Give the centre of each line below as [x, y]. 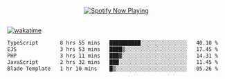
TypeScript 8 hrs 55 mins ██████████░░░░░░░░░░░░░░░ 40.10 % [112, 43]
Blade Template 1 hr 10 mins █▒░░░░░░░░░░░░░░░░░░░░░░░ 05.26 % [112, 69]
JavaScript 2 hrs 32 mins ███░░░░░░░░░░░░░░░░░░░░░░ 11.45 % [112, 63]
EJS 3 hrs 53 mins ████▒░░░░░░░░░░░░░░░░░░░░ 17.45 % [112, 49]
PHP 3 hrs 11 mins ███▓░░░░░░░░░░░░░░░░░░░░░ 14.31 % [112, 56]
